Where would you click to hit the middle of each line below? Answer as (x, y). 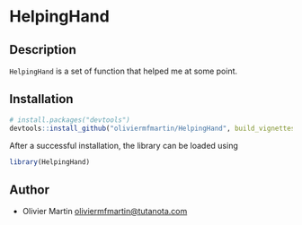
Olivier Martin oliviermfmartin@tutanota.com (105, 212)
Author (29, 190)
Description (43, 50)
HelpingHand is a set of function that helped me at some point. (124, 71)
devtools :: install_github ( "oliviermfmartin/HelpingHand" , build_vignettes (152, 128)
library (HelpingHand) (50, 162)
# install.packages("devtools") (70, 120)
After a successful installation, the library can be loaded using (124, 145)
